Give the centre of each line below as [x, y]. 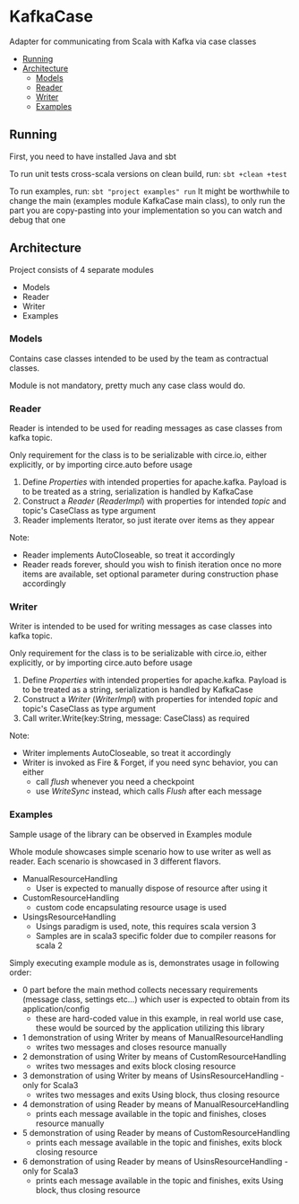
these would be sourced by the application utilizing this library [150, 1028]
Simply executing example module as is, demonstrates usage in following [144, 962]
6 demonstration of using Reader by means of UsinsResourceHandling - [155, 1161]
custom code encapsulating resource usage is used [131, 907]
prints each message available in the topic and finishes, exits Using [159, 1180]
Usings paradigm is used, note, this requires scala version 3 [146, 926]
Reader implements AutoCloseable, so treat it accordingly [128, 555]
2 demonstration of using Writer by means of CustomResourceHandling [154, 1056]
